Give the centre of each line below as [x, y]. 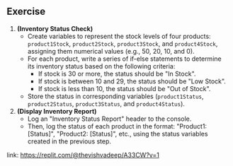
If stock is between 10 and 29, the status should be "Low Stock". [132, 81]
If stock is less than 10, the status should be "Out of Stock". [124, 88]
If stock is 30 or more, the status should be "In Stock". [117, 73]
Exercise [26, 12]
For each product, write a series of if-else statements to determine [124, 59]
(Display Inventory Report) [57, 111]
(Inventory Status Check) [55, 28]
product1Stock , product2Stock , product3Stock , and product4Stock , [123, 43]
